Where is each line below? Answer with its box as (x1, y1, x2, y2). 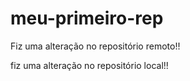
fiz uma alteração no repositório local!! (10, 59, 169, 71)
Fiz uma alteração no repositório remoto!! (10, 40, 181, 52)
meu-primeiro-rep (10, 7, 164, 30)
